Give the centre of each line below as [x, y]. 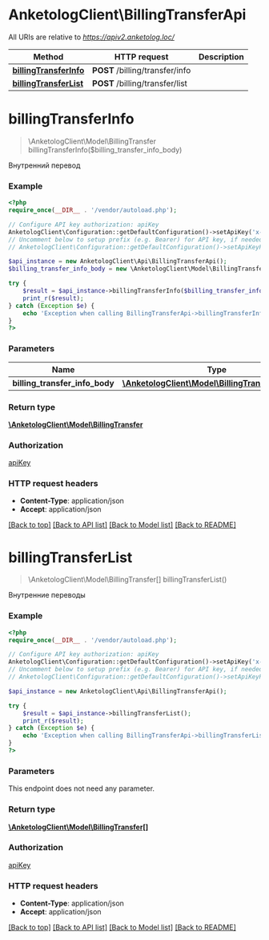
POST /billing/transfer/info [141, 70]
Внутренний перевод [44, 165]
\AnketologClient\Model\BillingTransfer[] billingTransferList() [127, 580]
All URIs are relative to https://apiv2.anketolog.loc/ [91, 37]
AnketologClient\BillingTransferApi [127, 15]
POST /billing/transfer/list [140, 83]
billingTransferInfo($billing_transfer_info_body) [105, 149]
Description [221, 56]
